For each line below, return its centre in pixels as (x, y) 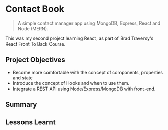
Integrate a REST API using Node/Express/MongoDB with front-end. (84, 89)
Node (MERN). (33, 28)
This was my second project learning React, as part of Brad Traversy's (79, 38)
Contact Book (35, 9)
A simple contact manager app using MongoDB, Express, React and (89, 23)
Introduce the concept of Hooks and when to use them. (71, 83)
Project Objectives (35, 60)
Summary (21, 105)
